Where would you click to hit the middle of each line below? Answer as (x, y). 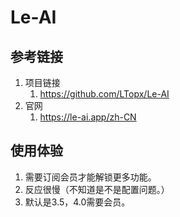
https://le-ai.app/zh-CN (88, 117)
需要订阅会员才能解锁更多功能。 (90, 177)
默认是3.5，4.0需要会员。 (77, 202)
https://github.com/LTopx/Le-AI (104, 94)
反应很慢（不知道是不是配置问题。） (97, 189)
